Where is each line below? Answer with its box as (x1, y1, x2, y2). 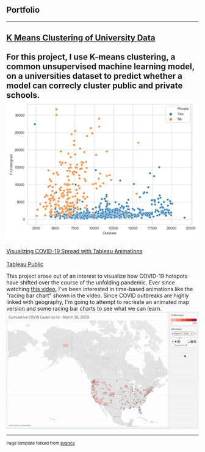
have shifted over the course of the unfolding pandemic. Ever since (6, 278, 176, 286)
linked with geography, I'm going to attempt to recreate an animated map (6, 298, 190, 305)
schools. (6, 90, 40, 100)
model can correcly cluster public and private (6, 81, 183, 91)
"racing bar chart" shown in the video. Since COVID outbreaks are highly (6, 292, 189, 299)
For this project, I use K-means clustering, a (6, 52, 176, 62)
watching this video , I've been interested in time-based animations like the (6, 285, 193, 292)
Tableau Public (6, 260, 44, 268)
